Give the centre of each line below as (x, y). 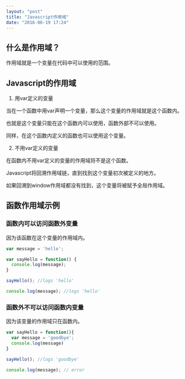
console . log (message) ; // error (45, 370)
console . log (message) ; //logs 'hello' (53, 291)
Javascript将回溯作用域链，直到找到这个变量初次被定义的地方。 (83, 173)
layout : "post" (25, 11)
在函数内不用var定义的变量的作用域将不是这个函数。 (69, 161)
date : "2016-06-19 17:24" (37, 22)
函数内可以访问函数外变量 (42, 224)
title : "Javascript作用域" (37, 17)
